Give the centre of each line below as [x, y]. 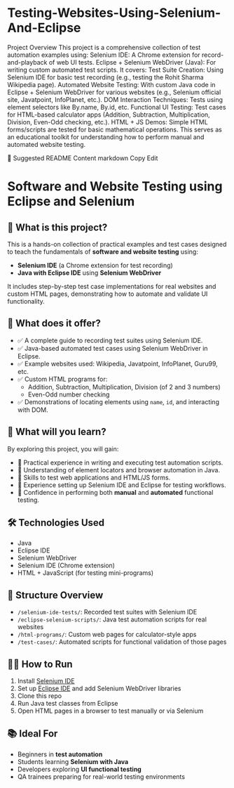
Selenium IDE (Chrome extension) [66, 566]
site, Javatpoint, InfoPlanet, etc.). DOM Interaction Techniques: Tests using [115, 99]
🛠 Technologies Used [56, 523]
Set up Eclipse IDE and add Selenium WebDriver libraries [99, 688]
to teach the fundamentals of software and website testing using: [103, 252]
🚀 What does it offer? [54, 324]
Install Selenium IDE [46, 681]
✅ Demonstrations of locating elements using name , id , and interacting [118, 401]
